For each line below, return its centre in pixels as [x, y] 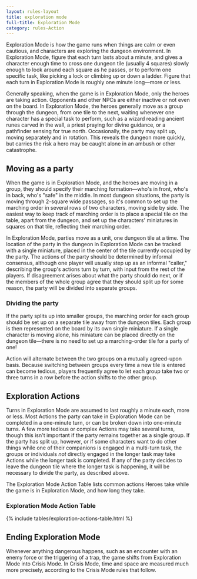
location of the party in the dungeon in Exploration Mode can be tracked [94, 244]
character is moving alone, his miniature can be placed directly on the [91, 335]
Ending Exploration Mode [53, 537]
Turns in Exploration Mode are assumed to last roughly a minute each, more [98, 411]
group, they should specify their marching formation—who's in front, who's [97, 189]
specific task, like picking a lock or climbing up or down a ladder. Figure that [98, 76]
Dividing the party [32, 303]
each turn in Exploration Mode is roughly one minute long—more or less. [94, 82]
